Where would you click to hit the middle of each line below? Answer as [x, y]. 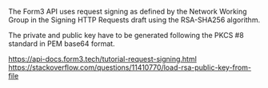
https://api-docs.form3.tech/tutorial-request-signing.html [103, 59]
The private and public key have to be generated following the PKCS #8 [126, 35]
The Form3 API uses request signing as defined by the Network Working [128, 11]
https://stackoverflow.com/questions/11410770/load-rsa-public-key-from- [130, 67]
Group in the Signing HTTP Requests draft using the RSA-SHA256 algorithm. [134, 20]
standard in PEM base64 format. [62, 44]
